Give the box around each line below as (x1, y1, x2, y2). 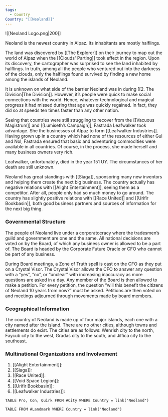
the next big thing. (5, 206, 43, 212)
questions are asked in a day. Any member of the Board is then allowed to (5, 277, 157, 283)
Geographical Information (5, 305, 69, 312)
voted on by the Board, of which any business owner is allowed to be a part (5, 240, 161, 246)
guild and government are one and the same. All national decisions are (5, 235, 151, 241)
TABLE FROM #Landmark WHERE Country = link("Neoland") (5, 407, 122, 412)
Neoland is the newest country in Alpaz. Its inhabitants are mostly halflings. (5, 40, 160, 46)
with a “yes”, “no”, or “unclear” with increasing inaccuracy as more (5, 271, 143, 277)
